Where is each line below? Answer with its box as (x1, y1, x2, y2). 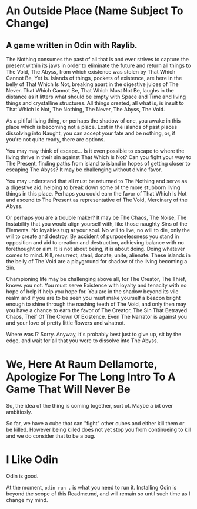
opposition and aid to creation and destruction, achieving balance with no (6, 239, 184, 246)
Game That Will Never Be (6, 383, 131, 396)
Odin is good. (6, 472, 39, 480)
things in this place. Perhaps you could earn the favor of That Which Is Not (6, 190, 187, 197)
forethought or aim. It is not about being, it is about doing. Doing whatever (6, 246, 185, 252)
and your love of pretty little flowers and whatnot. (6, 319, 126, 326)
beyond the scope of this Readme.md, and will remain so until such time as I (6, 490, 191, 497)
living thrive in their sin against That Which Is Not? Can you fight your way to (6, 154, 192, 160)
